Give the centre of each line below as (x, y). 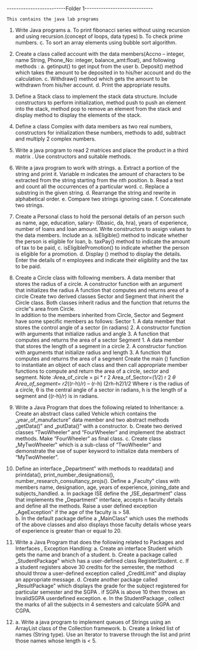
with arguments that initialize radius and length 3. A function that (93, 352)
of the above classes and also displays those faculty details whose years (103, 525)
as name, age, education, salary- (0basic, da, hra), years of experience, (102, 223)
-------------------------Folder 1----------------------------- (80, 8)
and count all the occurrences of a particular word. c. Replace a (92, 186)
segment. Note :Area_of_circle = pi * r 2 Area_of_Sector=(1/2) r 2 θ (95, 377)
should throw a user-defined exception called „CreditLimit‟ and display (101, 573)
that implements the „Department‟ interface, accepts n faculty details (99, 500)
